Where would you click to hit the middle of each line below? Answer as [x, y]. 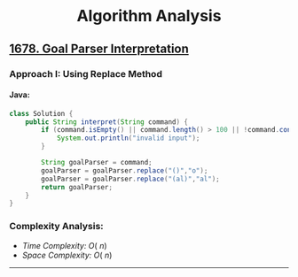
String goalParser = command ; [97, 163]
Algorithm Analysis [149, 16]
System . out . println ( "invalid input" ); [128, 138]
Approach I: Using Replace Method [86, 73]
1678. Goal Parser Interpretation [99, 48]
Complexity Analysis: [56, 227]
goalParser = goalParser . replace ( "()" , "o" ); [125, 170]
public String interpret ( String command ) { [107, 122]
